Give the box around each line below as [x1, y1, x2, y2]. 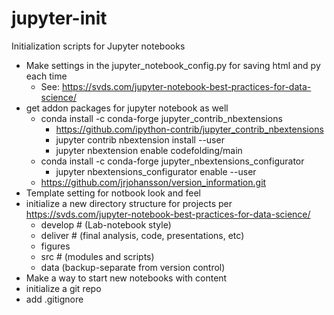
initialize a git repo [25, 282, 102, 294]
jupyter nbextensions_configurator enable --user [55, 165, 257, 177]
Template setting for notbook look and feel [25, 187, 201, 199]
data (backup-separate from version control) [40, 261, 226, 273]
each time [25, 70, 68, 82]
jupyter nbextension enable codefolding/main [55, 144, 243, 156]
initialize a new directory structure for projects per [25, 197, 233, 209]
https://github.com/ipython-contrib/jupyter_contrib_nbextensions [55, 123, 324, 135]
